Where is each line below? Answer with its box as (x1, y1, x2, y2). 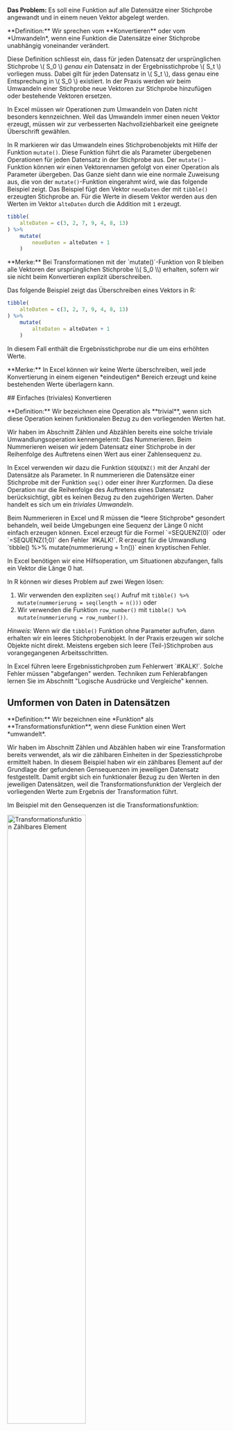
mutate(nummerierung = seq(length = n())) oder (17, 598, 157, 607)
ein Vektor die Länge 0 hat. (7, 564, 85, 572)
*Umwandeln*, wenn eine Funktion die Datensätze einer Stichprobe (7, 34, 200, 42)
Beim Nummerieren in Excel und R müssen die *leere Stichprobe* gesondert (7, 514, 225, 522)
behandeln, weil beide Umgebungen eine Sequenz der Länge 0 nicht (7, 520, 203, 530)
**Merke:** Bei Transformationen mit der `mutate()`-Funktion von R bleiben (7, 258, 224, 266)
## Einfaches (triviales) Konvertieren (7, 393, 112, 402)
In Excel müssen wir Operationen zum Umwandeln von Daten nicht (7, 105, 198, 113)
